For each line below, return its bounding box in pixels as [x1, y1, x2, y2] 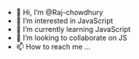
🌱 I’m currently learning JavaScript [15, 25, 131, 33]
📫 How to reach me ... [15, 42, 91, 51]
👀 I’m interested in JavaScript [15, 16, 114, 26]
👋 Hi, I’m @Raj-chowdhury [15, 8, 104, 17]
